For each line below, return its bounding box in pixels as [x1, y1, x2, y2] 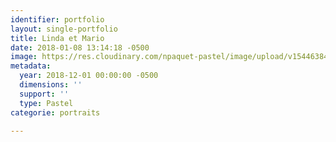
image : [10, 52, 38, 62]
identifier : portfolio [10, 14, 105, 25]
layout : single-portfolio [10, 24, 118, 34]
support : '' [19, 89, 70, 99]
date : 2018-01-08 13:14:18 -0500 [10, 42, 150, 53]
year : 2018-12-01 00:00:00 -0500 [19, 71, 159, 81]
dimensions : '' [19, 80, 83, 90]
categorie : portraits [10, 107, 101, 118]
